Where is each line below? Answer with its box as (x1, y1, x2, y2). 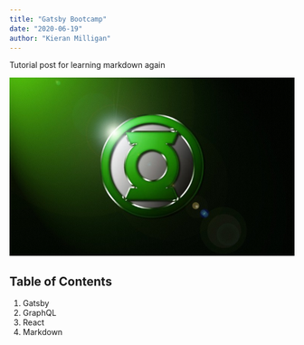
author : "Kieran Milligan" (9, 34, 111, 43)
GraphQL (22, 308, 57, 319)
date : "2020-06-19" (9, 24, 83, 34)
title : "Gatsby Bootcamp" (9, 14, 107, 24)
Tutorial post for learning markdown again (9, 60, 166, 71)
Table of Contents (9, 273, 113, 289)
